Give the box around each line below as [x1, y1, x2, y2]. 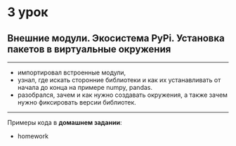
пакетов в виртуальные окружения [7, 43, 171, 55]
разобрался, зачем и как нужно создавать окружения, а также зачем [17, 91, 228, 99]
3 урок [7, 4, 48, 20]
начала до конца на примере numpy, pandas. [17, 84, 153, 91]
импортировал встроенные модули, [17, 68, 126, 77]
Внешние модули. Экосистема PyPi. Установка [7, 32, 225, 44]
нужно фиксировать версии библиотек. [17, 98, 137, 106]
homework [17, 132, 49, 140]
